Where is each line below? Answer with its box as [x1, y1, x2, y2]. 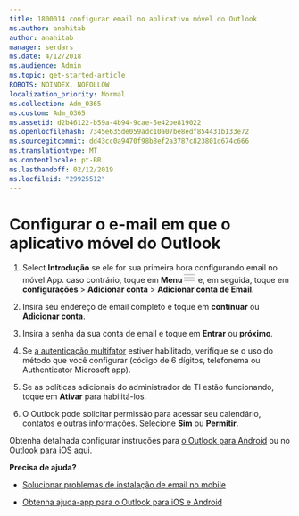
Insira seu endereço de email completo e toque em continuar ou [21, 302, 260, 312]
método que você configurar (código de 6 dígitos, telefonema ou [21, 355, 261, 366]
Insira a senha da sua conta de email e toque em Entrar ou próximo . [21, 329, 274, 339]
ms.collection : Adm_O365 [9, 99, 102, 108]
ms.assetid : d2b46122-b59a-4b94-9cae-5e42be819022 [9, 118, 202, 127]
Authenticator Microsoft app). [21, 364, 131, 375]
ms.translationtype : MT [9, 146, 98, 155]
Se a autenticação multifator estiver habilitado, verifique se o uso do [21, 345, 274, 356]
